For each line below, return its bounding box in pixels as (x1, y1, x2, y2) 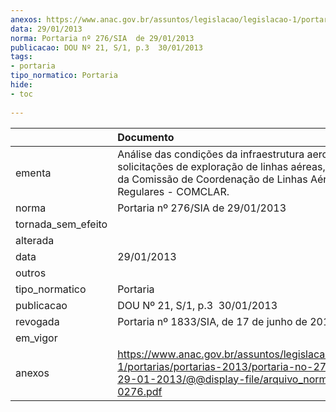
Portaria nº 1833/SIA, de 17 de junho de (117, 314, 308, 328)
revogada (15, 314, 60, 328)
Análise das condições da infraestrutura (117, 147, 305, 161)
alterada (15, 233, 55, 247)
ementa (15, 166, 52, 180)
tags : (10, 52, 33, 62)
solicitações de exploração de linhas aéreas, (117, 159, 326, 173)
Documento (117, 130, 175, 144)
